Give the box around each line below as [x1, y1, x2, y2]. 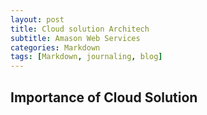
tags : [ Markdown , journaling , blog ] [10, 52, 163, 62]
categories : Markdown [10, 42, 101, 53]
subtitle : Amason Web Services [10, 33, 141, 43]
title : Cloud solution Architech [10, 24, 150, 34]
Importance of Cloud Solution [10, 89, 198, 106]
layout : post [10, 14, 65, 25]
